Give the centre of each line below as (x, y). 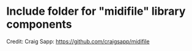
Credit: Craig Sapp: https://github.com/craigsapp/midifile (78, 41)
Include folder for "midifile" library (96, 11)
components (39, 24)
